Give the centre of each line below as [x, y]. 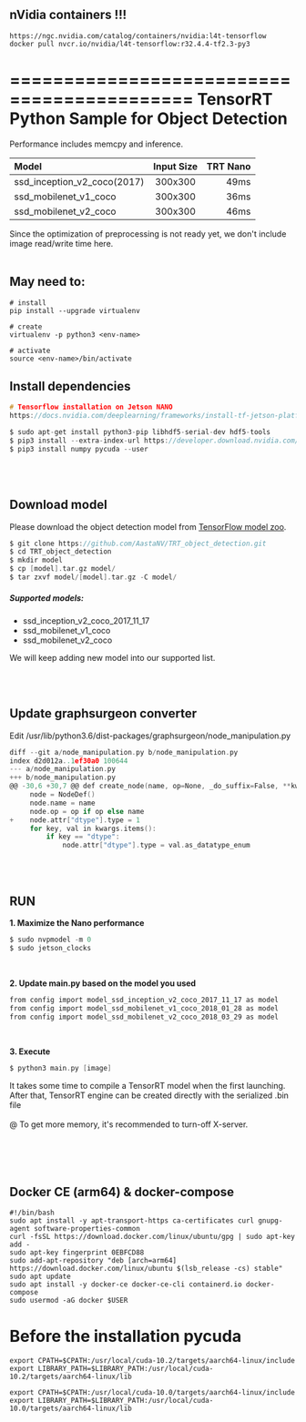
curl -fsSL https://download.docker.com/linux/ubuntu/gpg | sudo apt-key [153, 1237]
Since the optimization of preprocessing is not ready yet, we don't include [148, 234]
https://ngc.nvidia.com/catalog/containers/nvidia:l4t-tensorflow [138, 36]
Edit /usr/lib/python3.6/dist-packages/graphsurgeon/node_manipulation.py [150, 736]
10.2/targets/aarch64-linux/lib [71, 1377]
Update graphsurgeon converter [103, 714]
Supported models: [47, 598]
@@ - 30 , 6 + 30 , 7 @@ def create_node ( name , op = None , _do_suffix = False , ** [150, 787]
